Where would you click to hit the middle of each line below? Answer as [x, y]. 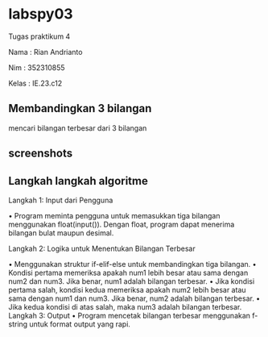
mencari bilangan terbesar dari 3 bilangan [78, 128]
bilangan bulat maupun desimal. [61, 233]
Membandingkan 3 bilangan [80, 108]
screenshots [41, 154]
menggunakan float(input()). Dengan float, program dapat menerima [122, 224]
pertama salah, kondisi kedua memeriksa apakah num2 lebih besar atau [128, 289]
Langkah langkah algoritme [78, 181]
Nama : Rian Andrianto [45, 52]
